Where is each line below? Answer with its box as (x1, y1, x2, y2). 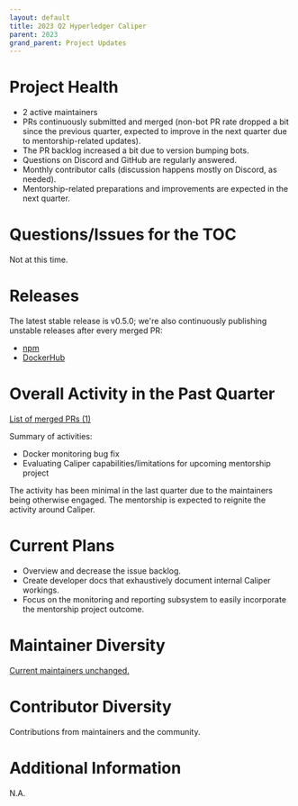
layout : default (9, 13, 70, 23)
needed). (22, 174, 57, 185)
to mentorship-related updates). (22, 136, 141, 147)
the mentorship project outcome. (22, 603, 145, 614)
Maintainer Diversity (9, 636, 166, 656)
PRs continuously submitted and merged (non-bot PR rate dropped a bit (22, 116, 290, 127)
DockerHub (22, 352, 66, 363)
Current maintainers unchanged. (9, 665, 131, 675)
